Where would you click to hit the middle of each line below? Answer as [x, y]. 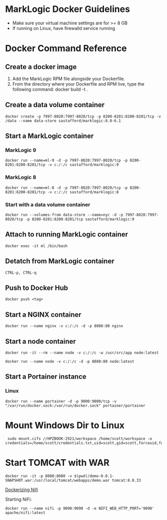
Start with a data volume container [48, 204]
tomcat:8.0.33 [126, 480]
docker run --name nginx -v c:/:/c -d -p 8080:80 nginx [64, 326]
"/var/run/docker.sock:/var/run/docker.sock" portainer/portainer [75, 405]
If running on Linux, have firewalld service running [64, 28]
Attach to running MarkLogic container [67, 234]
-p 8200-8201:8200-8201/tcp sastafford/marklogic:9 [80, 219]
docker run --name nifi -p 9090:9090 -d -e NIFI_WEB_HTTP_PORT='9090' [80, 508]
